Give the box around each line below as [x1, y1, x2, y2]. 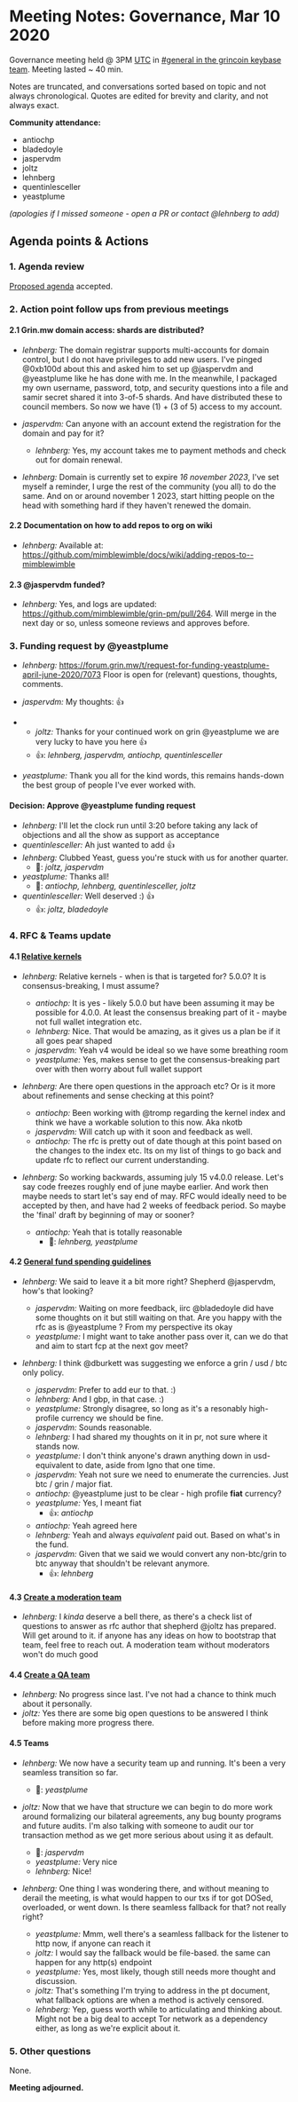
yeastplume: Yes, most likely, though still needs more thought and [35, 1966, 277, 1977]
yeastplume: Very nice [35, 1856, 118, 1867]
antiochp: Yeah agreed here [35, 1520, 137, 1530]
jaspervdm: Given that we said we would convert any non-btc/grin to [35, 1548, 286, 1559]
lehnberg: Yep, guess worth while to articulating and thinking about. [35, 2003, 283, 2014]
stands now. [35, 1441, 80, 1451]
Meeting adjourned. [9, 2082, 84, 2092]
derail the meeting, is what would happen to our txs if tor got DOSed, [21, 1893, 273, 1903]
